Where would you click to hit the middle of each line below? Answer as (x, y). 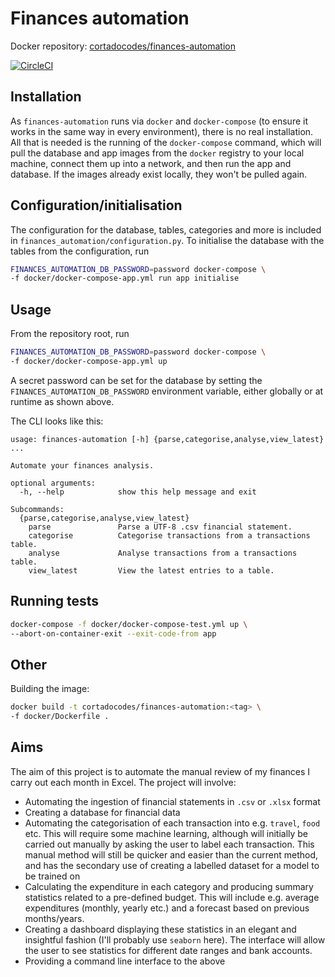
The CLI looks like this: (57, 421)
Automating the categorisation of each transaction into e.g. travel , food (172, 823)
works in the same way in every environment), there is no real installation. (162, 131)
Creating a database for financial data (102, 812)
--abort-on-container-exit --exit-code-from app (113, 633)
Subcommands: (37, 509)
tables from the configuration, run (80, 251)
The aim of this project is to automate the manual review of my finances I (160, 771)
